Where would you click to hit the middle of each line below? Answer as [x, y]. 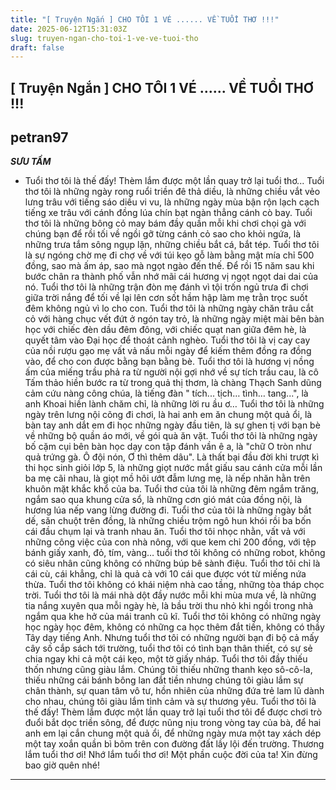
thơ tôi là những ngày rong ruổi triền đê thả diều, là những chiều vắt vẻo [172, 192]
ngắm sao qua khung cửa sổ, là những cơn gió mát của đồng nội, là [163, 500]
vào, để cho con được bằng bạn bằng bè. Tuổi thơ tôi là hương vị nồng [169, 362]
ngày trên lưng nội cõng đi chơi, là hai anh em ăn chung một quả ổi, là [168, 415]
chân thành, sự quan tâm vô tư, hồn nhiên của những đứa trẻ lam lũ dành [174, 691]
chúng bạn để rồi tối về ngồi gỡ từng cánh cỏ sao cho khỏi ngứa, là [163, 234]
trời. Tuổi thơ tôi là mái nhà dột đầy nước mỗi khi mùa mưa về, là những [170, 595]
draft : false [37, 47]
